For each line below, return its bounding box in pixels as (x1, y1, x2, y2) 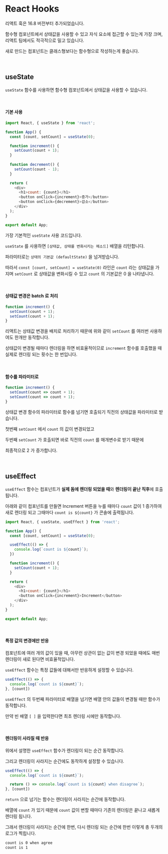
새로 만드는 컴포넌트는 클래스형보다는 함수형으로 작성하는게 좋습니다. (5, 48, 139, 54)
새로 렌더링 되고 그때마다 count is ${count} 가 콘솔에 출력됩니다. (5, 509, 134, 515)
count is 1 (5, 845, 28, 850)
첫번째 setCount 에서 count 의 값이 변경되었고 (5, 426, 95, 432)
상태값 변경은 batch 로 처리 (5, 293, 59, 299)
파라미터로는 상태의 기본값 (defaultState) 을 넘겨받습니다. (5, 253, 119, 259)
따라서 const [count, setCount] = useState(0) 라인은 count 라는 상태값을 (5, 264, 154, 270)
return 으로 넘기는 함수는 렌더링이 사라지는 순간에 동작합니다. (5, 797, 126, 803)
